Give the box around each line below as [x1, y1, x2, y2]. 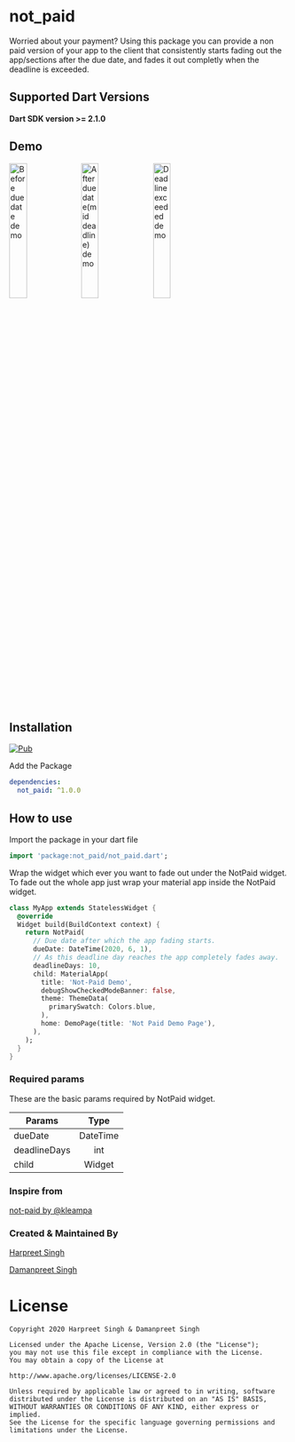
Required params [9, 1073, 85, 1085]
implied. [9, 1410, 42, 1420]
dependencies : [9, 778, 62, 787]
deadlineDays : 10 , [32, 961, 101, 970]
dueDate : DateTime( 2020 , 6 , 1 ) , [32, 945, 152, 954]
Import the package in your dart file [9, 834, 139, 844]
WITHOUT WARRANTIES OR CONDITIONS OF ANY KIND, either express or [9, 1403, 260, 1412]
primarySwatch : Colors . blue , [48, 1002, 157, 1011]
